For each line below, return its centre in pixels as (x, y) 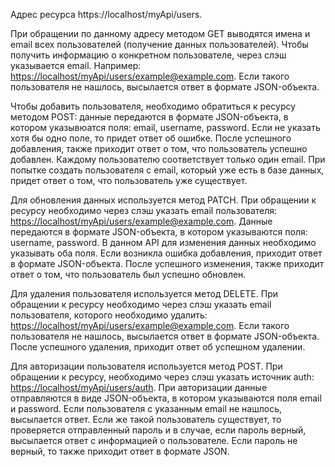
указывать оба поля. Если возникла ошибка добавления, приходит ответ (166, 253)
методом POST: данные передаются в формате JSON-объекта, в (149, 117)
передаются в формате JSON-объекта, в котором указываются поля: (159, 232)
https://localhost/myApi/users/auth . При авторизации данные (139, 387)
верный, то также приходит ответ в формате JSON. (120, 451)
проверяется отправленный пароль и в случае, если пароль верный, (158, 430)
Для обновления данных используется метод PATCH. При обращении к (163, 200)
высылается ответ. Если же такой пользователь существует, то (146, 419)
